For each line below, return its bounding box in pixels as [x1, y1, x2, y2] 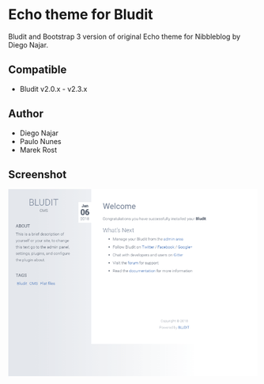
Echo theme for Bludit [8, 6, 153, 24]
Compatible [8, 63, 67, 77]
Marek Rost [19, 145, 58, 154]
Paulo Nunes [19, 136, 62, 146]
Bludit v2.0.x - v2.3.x [19, 84, 88, 93]
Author [8, 107, 43, 120]
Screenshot [8, 168, 67, 181]
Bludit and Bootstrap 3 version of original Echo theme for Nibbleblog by [8, 32, 241, 41]
